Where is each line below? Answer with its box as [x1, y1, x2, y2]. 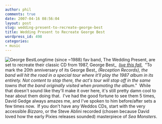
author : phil [5, 7, 32, 12]
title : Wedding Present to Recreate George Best [5, 30, 105, 35]
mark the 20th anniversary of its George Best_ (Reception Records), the [5, 67, 148, 73]
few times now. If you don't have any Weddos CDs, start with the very [5, 103, 146, 109]
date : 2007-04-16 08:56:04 [5, 16, 60, 21]
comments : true [5, 12, 36, 17]
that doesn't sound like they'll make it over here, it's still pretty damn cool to [5, 88, 157, 93]
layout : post [5, 20, 32, 26]
